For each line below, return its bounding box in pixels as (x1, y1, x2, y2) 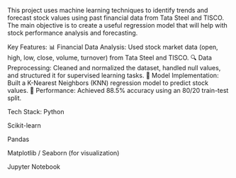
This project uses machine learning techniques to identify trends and (7, 6, 208, 14)
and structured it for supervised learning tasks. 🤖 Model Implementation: (7, 71, 219, 79)
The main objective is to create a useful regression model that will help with (7, 21, 228, 29)
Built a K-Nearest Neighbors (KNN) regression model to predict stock (7, 79, 209, 87)
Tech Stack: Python (7, 108, 65, 116)
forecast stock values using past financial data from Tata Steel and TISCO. (7, 13, 225, 22)
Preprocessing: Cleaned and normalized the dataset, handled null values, (7, 64, 221, 72)
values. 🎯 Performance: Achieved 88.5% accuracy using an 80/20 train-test (7, 87, 229, 94)
